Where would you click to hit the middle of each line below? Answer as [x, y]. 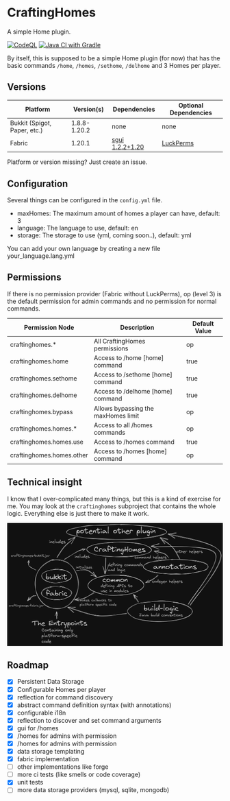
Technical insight [44, 482]
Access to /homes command [134, 442]
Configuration [38, 183]
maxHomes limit [116, 416]
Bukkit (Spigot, [31, 123]
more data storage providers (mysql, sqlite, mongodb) [93, 790]
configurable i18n [41, 713]
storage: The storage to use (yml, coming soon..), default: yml [104, 235]
